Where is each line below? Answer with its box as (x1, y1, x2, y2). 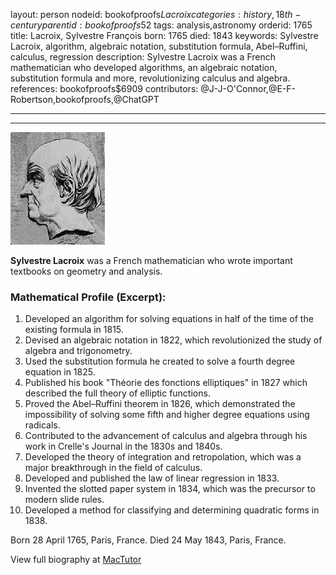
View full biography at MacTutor (10, 554, 142, 566)
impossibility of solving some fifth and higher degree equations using (24, 409, 310, 421)
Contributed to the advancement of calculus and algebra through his (24, 430, 308, 442)
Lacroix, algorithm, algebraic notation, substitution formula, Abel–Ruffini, (10, 40, 308, 52)
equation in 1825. (24, 366, 96, 378)
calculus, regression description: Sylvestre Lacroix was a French (10, 51, 277, 63)
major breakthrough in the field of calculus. (24, 462, 203, 474)
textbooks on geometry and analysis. (10, 265, 163, 277)
